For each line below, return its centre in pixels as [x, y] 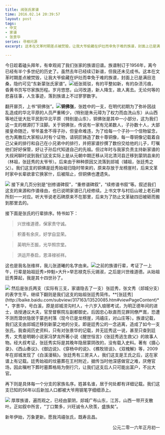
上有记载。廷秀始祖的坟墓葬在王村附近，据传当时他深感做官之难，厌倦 [80, 361]
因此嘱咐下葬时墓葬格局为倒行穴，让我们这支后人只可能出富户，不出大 [84, 367]
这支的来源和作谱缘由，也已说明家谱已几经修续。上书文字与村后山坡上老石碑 [82, 190]
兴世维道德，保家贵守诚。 [43, 224]
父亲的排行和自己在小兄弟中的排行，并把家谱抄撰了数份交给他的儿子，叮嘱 [84, 143]
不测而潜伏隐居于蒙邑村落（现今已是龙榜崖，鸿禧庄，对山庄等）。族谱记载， [82, 318]
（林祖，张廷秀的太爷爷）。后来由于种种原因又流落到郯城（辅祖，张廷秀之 [79, 161]
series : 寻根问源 [21, 42]
